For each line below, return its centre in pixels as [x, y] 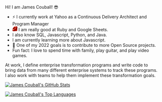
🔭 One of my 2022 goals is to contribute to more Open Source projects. [84, 45]
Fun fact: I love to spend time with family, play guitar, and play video [81, 50]
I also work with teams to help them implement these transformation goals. [80, 75]
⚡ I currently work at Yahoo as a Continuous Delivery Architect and [79, 17]
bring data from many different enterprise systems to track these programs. [81, 70]
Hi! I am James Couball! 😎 [32, 7]
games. [20, 55]
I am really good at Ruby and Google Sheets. [63, 30]
